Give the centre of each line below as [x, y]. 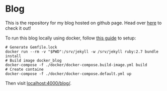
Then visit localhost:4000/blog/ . [38, 83]
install [13, 56]
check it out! [18, 28]
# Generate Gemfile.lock [31, 47]
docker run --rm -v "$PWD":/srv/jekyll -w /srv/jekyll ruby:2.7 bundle [82, 52]
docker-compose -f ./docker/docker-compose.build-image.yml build [76, 65]
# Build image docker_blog [33, 60]
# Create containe [24, 69]
